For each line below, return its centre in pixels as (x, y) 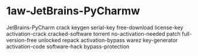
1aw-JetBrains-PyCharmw (73, 11)
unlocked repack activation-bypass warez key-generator (108, 40)
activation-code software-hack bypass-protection (68, 46)
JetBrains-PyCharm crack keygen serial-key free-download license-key (95, 27)
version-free (22, 40)
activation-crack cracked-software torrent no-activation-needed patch (93, 33)
